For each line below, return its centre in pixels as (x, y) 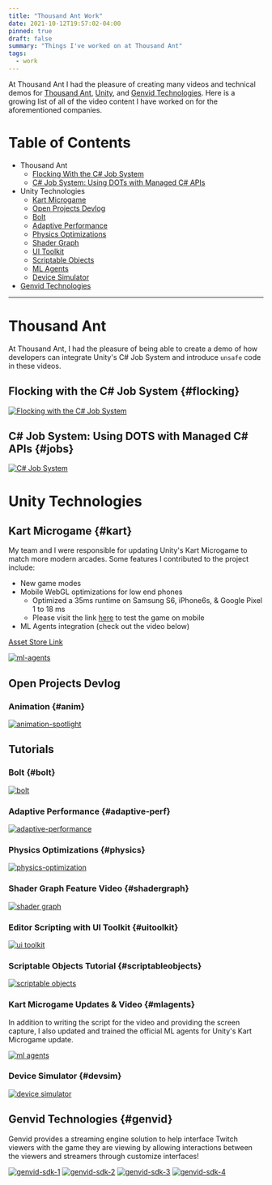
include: (22, 567)
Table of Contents (70, 143)
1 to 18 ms (49, 610)
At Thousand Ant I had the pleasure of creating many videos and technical (132, 84)
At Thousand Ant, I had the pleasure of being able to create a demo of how (133, 349)
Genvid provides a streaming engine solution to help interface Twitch (123, 1139)
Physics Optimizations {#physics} (77, 849)
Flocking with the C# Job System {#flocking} (124, 391)
